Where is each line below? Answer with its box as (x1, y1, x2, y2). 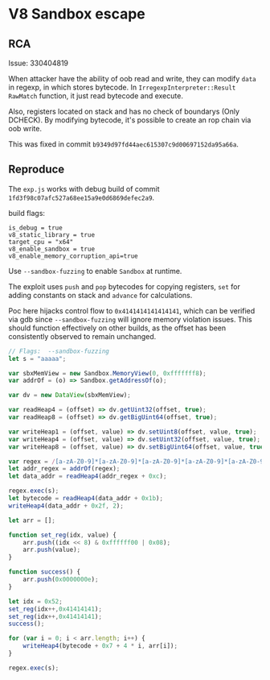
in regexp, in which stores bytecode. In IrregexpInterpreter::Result (8, 82, 236, 92)
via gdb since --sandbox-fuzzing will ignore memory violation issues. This (8, 314, 252, 324)
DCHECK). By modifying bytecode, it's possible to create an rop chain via (8, 115, 252, 125)
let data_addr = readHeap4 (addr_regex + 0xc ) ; (8, 472, 167, 480)
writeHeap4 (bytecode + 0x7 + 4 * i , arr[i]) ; (22, 642, 178, 650)
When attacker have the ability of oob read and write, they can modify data (8, 74, 256, 83)
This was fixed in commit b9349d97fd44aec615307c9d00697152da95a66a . (8, 139, 239, 149)
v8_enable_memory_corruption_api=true (8, 251, 138, 260)
